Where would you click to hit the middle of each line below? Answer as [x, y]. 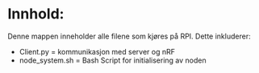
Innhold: [36, 14]
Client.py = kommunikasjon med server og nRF [97, 51]
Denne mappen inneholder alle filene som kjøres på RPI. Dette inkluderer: [129, 36]
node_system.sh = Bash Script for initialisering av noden [113, 60]
